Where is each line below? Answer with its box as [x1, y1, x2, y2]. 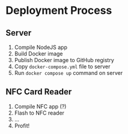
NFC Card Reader [5, 87, 72, 97]
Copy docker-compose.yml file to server [14, 63, 111, 70]
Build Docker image [14, 50, 64, 57]
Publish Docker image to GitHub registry [14, 57, 115, 63]
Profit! [14, 122, 30, 129]
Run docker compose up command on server [14, 69, 123, 76]
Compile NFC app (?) [14, 103, 67, 110]
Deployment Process [5, 4, 112, 18]
